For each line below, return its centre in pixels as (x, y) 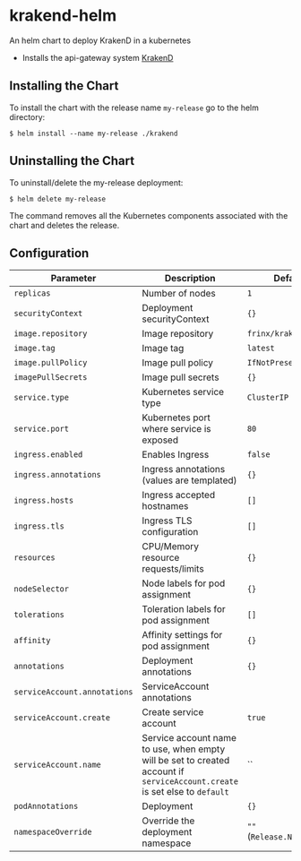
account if (163, 771)
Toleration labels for (184, 609)
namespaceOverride (53, 832)
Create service (173, 712)
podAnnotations (46, 806)
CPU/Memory (171, 547)
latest (261, 349)
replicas (32, 293)
